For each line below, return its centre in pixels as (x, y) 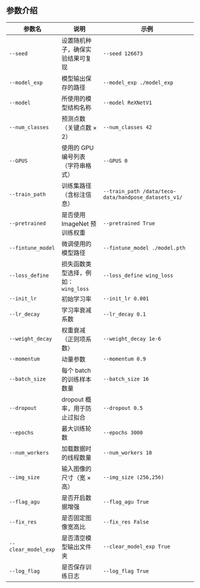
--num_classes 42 (128, 127)
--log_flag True (126, 571)
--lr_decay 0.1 (125, 314)
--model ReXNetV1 (128, 102)
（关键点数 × (79, 127)
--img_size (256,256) (134, 477)
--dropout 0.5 (123, 408)
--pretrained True (129, 223)
